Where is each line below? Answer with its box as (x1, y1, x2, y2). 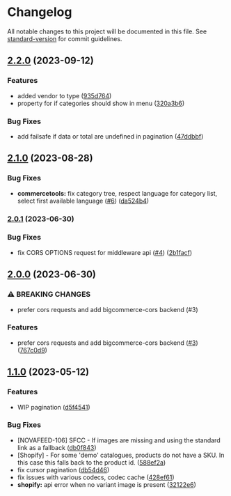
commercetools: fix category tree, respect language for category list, (17, 189, 218, 197)
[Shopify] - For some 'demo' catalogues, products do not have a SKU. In (17, 451, 225, 459)
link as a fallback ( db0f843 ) (17, 443, 97, 451)
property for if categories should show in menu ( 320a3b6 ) (17, 99, 185, 107)
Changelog (7, 4, 72, 20)
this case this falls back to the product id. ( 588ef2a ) (17, 458, 166, 467)
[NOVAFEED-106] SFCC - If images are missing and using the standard (17, 436, 221, 444)
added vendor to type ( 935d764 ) (17, 91, 112, 100)
